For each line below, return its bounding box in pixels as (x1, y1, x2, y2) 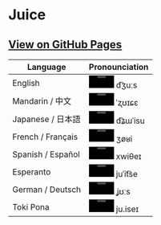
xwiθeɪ (115, 151, 142, 162)
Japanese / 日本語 (12, 114, 81, 125)
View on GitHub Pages (8, 38, 123, 51)
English (12, 77, 40, 88)
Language (26, 62, 66, 72)
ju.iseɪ (115, 203, 139, 215)
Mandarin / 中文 (12, 96, 72, 106)
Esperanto (12, 166, 51, 178)
